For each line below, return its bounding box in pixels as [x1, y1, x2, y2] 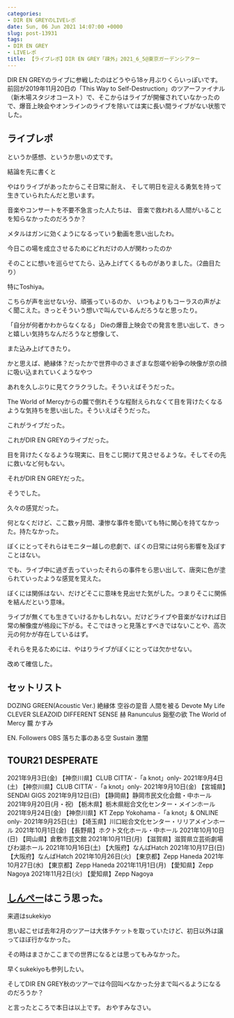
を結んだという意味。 [7, 597, 68, 606]
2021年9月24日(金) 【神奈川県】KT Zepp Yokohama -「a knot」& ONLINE [7, 809, 219, 817]
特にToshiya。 [7, 282, 49, 291]
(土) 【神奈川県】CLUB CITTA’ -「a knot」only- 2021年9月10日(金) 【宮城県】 [7, 782, 226, 791]
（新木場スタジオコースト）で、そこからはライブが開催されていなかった [7, 93, 214, 101]
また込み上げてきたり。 [7, 344, 75, 353]
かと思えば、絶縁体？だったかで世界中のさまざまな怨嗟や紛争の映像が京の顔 [7, 359, 227, 367]
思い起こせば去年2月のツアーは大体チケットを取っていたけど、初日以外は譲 [7, 927, 224, 934]
